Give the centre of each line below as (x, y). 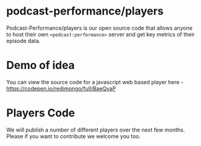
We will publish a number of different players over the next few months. (96, 130)
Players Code (41, 113)
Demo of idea (40, 65)
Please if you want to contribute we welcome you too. (73, 136)
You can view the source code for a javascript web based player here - (95, 82)
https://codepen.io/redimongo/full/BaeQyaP (61, 88)
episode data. (23, 41)
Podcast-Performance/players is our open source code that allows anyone (100, 28)
